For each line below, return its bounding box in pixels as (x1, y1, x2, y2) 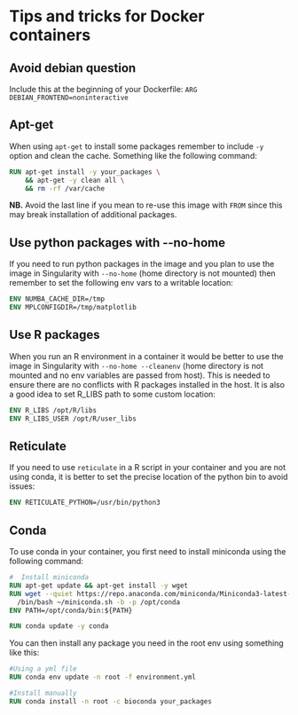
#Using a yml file (9, 664, 77, 673)
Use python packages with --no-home (9, 235, 226, 250)
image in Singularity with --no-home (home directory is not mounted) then (9, 268, 277, 279)
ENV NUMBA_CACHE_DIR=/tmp (9, 295, 105, 303)
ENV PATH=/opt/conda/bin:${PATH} (9, 606, 133, 615)
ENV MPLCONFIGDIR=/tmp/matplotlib (9, 303, 137, 312)
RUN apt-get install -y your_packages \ (9, 167, 161, 177)
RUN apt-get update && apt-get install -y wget (9, 581, 189, 590)
